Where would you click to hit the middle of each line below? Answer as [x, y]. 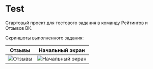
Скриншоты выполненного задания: [45, 38]
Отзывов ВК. [19, 28]
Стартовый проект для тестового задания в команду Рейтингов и [76, 23]
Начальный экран [62, 50]
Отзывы [20, 50]
